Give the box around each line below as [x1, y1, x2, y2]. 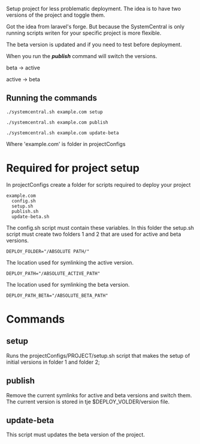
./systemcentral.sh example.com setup [6, 109, 103, 115]
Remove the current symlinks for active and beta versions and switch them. [6, 391, 192, 399]
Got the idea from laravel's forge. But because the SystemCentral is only [6, 23, 184, 30]
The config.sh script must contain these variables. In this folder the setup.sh [6, 224, 195, 231]
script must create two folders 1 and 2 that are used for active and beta [6, 230, 181, 238]
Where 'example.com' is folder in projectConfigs [6, 140, 126, 147]
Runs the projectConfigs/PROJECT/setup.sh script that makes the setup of [6, 352, 190, 359]
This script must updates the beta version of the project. [6, 431, 146, 439]
